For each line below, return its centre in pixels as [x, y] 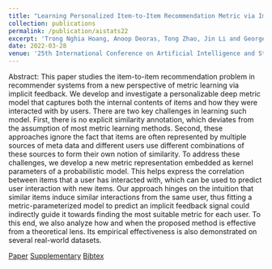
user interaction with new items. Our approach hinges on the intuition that [131, 188]
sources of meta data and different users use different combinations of [127, 145]
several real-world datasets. [55, 240]
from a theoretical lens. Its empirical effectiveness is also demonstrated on [133, 231]
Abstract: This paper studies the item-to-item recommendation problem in [132, 77]
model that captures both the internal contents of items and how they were [133, 102]
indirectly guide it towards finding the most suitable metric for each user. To [135, 214]
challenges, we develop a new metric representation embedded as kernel [131, 162]
